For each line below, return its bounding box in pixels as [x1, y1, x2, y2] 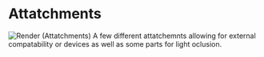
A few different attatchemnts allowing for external [93, 31, 256, 40]
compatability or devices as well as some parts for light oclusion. [8, 39, 222, 48]
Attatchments [8, 5, 102, 23]
